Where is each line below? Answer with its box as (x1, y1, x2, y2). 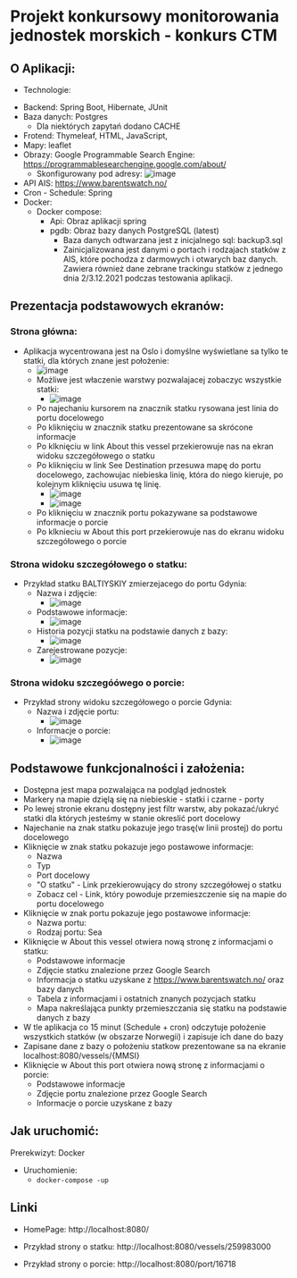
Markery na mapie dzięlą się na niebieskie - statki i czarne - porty (22, 794, 265, 805)
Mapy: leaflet (22, 140, 72, 150)
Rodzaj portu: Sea (36, 927, 103, 937)
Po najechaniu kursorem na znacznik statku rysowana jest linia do (36, 402, 279, 413)
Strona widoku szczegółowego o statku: (10, 558, 188, 570)
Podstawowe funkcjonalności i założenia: (10, 761, 245, 776)
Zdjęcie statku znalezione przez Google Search (36, 965, 210, 976)
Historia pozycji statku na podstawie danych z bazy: (36, 626, 228, 636)
